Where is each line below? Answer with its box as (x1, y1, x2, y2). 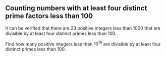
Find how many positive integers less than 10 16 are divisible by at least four (5, 40, 161, 47)
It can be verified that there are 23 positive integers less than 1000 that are (5, 25, 160, 31)
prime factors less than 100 (5, 12, 93, 20)
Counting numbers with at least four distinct (5, 4, 147, 12)
